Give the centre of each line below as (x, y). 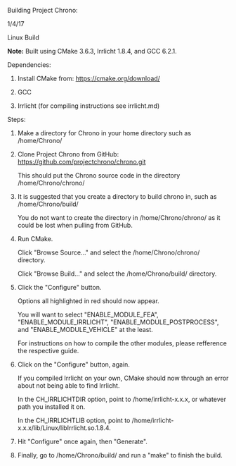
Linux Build (24, 37)
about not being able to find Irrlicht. (68, 386)
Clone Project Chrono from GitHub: (68, 154)
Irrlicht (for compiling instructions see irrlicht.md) (88, 106)
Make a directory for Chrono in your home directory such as (104, 133)
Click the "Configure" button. (59, 287)
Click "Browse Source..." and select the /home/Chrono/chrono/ (109, 252)
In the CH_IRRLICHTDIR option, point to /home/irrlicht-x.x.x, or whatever (122, 399)
